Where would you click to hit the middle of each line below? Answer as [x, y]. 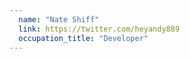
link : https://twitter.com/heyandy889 [99, 29]
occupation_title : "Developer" [83, 38]
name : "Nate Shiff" [59, 19]
